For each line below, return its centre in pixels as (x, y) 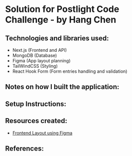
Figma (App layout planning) (41, 61)
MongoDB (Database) (35, 55)
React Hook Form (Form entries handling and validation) (70, 71)
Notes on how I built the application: (62, 87)
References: (24, 148)
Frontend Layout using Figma (42, 133)
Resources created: (36, 121)
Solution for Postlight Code (62, 9)
